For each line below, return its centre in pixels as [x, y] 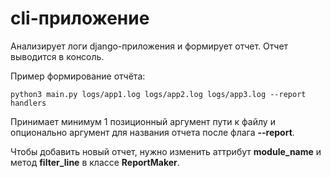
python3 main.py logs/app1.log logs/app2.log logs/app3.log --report [158, 94]
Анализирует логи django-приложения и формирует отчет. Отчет [149, 46]
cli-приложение [80, 18]
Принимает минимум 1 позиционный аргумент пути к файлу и [143, 121]
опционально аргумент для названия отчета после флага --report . [152, 132]
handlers [28, 103]
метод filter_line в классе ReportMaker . [95, 162]
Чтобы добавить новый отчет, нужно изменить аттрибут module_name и [166, 151]
